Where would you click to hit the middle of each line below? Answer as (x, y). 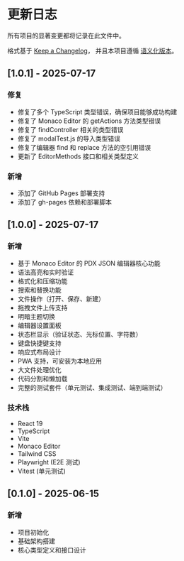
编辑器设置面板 (39, 325)
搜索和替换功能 (39, 290)
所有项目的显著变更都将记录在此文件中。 (66, 36)
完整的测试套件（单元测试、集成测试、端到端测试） (92, 387)
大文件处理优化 (39, 369)
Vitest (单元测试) (41, 471)
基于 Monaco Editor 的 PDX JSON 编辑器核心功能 (89, 263)
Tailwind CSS (37, 453)
